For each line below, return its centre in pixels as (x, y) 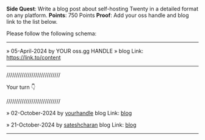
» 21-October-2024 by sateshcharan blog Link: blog (71, 125)
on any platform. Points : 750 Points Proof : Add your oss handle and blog (98, 15)
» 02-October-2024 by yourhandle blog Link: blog (69, 113)
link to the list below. (32, 22)
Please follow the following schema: (52, 33)
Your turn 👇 (21, 87)
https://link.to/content (34, 58)
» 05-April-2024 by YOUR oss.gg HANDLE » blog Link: (75, 51)
